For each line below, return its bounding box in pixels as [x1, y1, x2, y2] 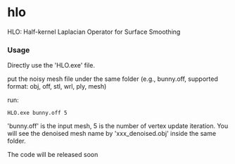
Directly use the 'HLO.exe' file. [7, 61, 95, 70]
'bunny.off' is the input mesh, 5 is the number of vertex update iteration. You [7, 122, 229, 130]
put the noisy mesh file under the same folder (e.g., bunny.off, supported [7, 75, 218, 83]
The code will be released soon [7, 151, 99, 159]
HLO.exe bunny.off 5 [7, 110, 68, 117]
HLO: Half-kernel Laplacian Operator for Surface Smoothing [7, 27, 181, 36]
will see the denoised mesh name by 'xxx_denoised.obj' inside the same [7, 130, 217, 138]
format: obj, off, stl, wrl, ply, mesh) [7, 82, 107, 91]
